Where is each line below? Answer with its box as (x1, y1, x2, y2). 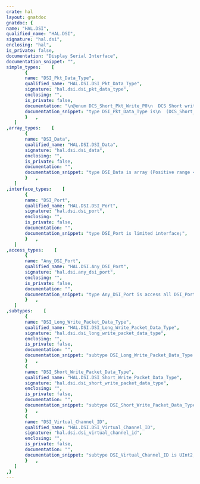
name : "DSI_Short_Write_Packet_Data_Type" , (24, 369, 135, 375)
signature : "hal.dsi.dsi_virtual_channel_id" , (24, 430, 143, 436)
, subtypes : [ (6, 308, 46, 314)
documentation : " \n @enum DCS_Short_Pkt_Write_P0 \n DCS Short (24, 103, 183, 109)
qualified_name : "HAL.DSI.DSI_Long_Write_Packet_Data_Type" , (24, 324, 180, 331)
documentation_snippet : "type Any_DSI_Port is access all (24, 291, 171, 297)
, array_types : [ (6, 125, 55, 131)
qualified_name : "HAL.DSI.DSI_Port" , (24, 203, 118, 209)
